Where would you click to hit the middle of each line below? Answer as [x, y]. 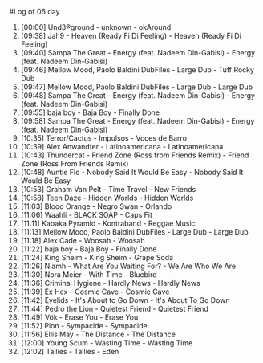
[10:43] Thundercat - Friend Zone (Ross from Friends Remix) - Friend [135, 155]
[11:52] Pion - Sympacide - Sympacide [84, 326]
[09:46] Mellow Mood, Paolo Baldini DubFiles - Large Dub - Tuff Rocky [138, 70]
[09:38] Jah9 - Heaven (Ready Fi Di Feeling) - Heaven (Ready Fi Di [131, 36]
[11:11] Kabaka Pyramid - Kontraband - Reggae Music [108, 223]
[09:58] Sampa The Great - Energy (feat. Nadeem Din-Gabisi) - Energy [138, 121]
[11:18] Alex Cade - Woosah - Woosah [83, 241]
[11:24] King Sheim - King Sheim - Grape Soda [97, 257]
